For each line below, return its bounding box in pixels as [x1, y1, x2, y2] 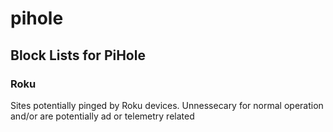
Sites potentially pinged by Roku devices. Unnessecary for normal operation [10, 99, 324, 111]
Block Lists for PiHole [10, 47, 146, 64]
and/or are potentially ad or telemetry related [10, 110, 195, 122]
